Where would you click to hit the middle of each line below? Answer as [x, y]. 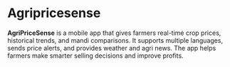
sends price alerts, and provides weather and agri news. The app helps [112, 48]
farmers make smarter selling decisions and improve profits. [95, 56]
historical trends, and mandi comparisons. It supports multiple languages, [115, 40]
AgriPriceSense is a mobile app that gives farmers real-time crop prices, [114, 33]
